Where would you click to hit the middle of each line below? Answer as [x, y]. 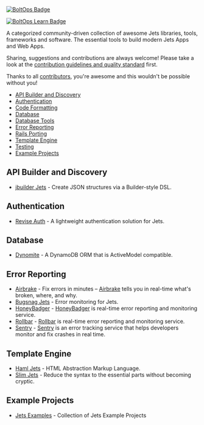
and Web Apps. [26, 46]
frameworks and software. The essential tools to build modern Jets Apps [98, 39]
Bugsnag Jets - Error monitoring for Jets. [67, 302]
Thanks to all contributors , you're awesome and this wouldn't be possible [98, 76]
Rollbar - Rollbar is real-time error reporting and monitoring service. [100, 322]
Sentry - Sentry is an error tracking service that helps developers [97, 328]
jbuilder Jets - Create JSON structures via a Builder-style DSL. [93, 187]
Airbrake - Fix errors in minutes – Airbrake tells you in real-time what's [103, 289]
